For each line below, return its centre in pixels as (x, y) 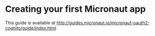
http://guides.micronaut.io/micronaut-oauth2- (103, 23)
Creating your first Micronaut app (76, 9)
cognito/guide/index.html (31, 28)
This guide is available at (30, 23)
